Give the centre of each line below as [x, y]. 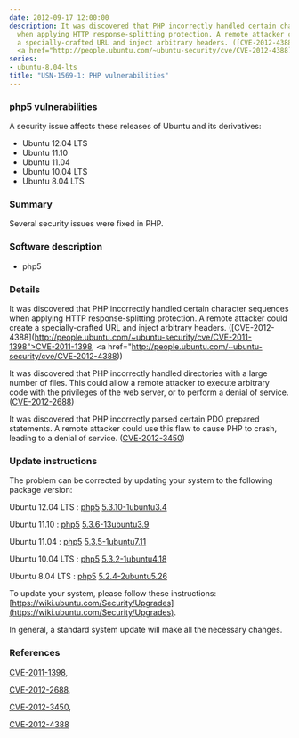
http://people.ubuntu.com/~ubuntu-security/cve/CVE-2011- [143, 337]
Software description [56, 247]
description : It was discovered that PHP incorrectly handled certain [143, 26]
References [35, 653]
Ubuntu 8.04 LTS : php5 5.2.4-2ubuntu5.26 [88, 577]
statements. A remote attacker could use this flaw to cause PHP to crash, [143, 428]
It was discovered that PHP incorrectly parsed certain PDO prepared [134, 419]
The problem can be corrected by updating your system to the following [141, 480]
